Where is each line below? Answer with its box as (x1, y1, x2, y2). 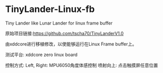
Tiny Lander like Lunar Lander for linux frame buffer (5, 20, 113, 26)
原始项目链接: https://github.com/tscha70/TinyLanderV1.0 (5, 30, 124, 36)
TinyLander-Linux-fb (5, 3, 95, 15)
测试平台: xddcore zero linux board (5, 51, 78, 57)
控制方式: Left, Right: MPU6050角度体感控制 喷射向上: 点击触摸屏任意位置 (5, 62, 158, 68)
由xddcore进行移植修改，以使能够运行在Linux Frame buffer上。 (5, 41, 137, 47)
